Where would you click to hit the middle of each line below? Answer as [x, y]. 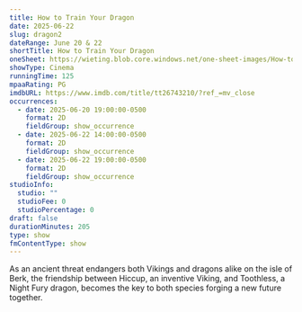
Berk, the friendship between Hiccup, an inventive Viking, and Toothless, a [147, 279]
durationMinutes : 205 [50, 227]
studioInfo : [31, 185]
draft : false [34, 218]
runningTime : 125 [42, 76]
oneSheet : [28, 59]
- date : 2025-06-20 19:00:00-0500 [82, 110]
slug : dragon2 [36, 34]
